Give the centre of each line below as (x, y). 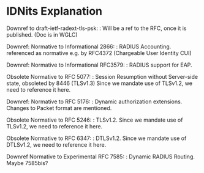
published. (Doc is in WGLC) (42, 34)
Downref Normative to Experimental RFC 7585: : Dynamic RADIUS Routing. (100, 156)
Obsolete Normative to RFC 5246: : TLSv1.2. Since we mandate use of (95, 120)
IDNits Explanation (55, 11)
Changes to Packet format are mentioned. (59, 108)
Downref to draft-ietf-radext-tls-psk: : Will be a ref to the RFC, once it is (96, 28)
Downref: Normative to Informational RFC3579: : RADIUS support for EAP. (99, 65)
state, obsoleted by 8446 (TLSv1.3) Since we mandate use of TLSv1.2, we (100, 83)
